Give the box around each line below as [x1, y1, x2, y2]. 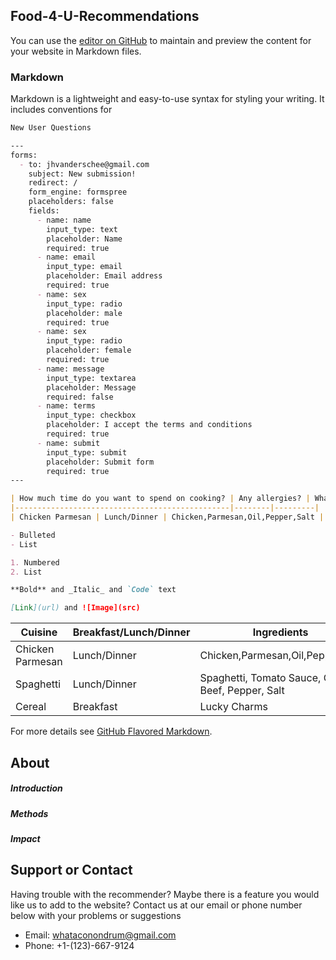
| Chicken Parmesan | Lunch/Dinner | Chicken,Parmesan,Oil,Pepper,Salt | [10, 512, 325, 523]
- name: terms [36, 401, 97, 411]
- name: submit [36, 438, 101, 448]
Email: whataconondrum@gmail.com [24, 929, 177, 941]
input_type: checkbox [46, 410, 137, 421]
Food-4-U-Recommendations [10, 8, 200, 25]
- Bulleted [10, 530, 56, 540]
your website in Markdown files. [10, 45, 142, 57]
